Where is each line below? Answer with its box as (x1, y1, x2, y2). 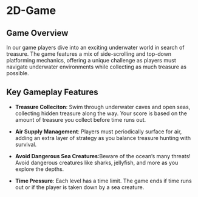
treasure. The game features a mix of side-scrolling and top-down (6, 50, 172, 58)
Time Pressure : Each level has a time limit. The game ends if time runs (15, 177, 193, 184)
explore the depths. (15, 165, 64, 173)
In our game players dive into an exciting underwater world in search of (6, 44, 185, 51)
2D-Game (6, 4, 56, 18)
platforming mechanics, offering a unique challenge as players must (6, 57, 176, 64)
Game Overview (6, 28, 69, 38)
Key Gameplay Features (6, 87, 98, 98)
